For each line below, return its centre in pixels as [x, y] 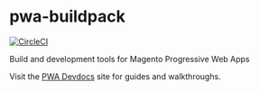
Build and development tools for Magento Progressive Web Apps [129, 59]
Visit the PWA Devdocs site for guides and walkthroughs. [115, 76]
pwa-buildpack [68, 17]
